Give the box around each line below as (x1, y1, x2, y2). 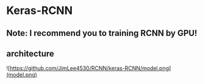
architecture (6, 48, 55, 58)
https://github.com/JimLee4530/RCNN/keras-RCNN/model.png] (10, 65, 171, 72)
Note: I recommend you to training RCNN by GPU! (6, 28, 198, 38)
